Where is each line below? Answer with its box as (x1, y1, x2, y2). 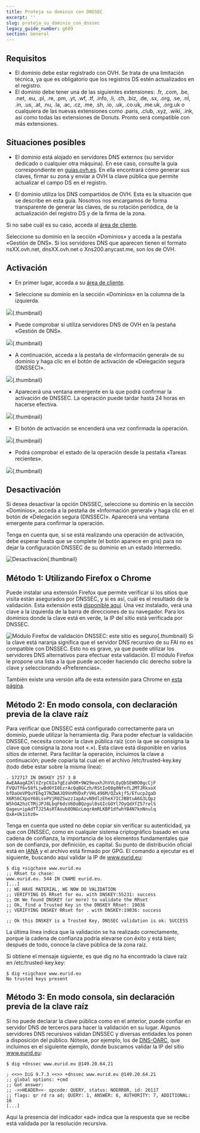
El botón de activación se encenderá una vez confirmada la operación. (14, 424, 189, 432)
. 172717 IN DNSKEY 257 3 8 (6, 775, 76, 781)
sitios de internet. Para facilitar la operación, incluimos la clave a (6, 751, 164, 757)
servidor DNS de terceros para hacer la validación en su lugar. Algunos (6, 1023, 181, 1031)
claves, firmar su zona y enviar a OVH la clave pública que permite (14, 172, 179, 180)
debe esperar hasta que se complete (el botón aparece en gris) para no (6, 538, 182, 545)
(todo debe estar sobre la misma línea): (6, 763, 103, 770)
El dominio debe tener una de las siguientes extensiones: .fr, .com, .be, (14, 88, 189, 95)
